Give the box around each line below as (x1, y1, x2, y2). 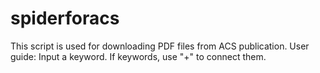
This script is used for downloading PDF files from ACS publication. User (10, 40, 310, 52)
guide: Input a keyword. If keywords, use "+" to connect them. (10, 50, 267, 62)
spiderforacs (10, 7, 120, 30)
